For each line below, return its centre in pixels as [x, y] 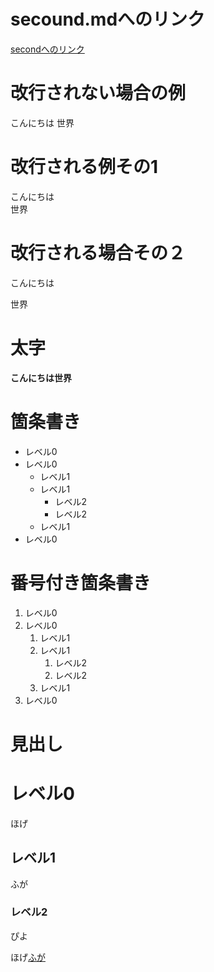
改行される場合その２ [98, 253]
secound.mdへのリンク [108, 19]
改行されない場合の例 [98, 93]
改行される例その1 [84, 167]
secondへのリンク [47, 49]
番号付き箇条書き [81, 582]
